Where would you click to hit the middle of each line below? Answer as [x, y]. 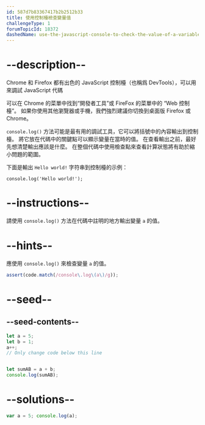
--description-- [46, 65]
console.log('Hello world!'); [45, 179]
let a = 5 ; [20, 336]
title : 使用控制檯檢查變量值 [39, 18]
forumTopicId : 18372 [33, 29]
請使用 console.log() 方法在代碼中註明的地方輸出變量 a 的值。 [85, 221]
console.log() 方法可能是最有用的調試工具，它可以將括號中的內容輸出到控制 [103, 131]
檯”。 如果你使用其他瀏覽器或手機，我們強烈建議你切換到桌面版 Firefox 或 [99, 111]
